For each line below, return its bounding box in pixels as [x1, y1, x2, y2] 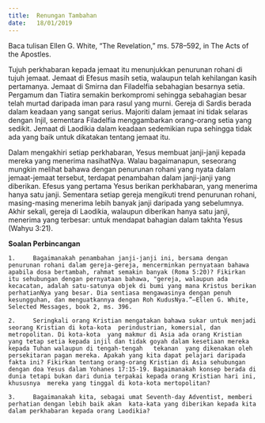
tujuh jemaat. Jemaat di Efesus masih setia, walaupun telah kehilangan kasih [8, 73, 257, 83]
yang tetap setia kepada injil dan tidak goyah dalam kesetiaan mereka [8, 337, 249, 345]
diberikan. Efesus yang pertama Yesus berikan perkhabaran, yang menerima [8, 181, 258, 190]
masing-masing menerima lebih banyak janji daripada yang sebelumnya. [8, 198, 244, 207]
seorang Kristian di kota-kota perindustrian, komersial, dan [8, 323, 221, 332]
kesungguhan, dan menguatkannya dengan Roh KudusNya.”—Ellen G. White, [8, 295, 249, 304]
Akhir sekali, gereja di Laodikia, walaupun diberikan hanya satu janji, [8, 206, 230, 216]
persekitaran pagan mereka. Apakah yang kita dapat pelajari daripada [8, 351, 246, 360]
